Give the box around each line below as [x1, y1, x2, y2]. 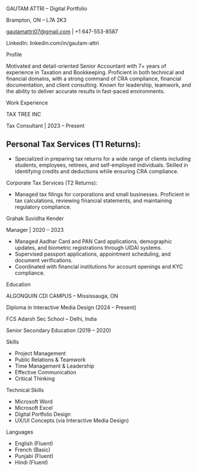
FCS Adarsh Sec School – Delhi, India [6, 315, 97, 322]
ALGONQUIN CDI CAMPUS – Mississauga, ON [6, 292, 118, 299]
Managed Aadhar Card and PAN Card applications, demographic [14, 237, 173, 245]
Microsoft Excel [14, 404, 53, 411]
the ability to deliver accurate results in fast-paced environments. [6, 88, 166, 94]
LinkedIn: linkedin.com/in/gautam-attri [6, 40, 99, 46]
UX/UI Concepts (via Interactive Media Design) [14, 416, 129, 424]
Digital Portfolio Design [14, 410, 71, 418]
